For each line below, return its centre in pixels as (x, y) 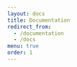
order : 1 (20, 53)
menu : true (23, 46)
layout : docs (26, 14)
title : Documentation (39, 20)
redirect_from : (29, 27)
